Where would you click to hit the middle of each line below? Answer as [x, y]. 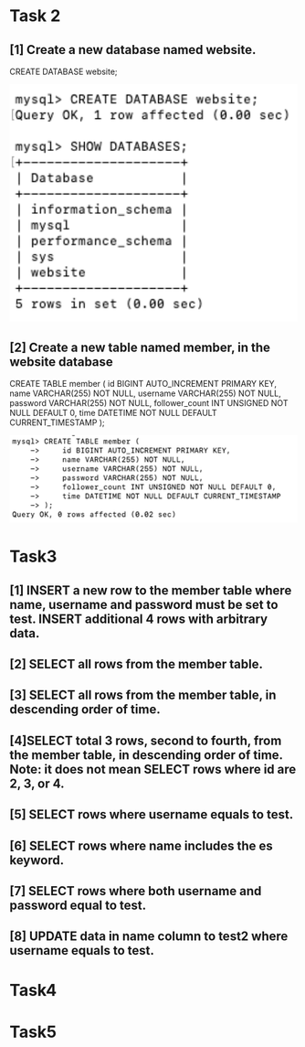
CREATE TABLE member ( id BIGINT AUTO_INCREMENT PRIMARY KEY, [143, 384]
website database [62, 362]
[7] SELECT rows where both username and [136, 891]
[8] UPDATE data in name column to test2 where [149, 937]
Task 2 [35, 16]
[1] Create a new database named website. [133, 50]
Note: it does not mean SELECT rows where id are [153, 769]
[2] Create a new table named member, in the [140, 347]
